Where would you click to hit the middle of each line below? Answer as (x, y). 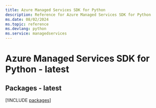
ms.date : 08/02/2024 (27, 19)
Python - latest (37, 69)
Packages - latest (34, 88)
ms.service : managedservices (36, 33)
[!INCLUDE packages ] (28, 100)
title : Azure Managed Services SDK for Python (55, 10)
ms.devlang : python (26, 29)
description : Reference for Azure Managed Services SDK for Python (78, 15)
